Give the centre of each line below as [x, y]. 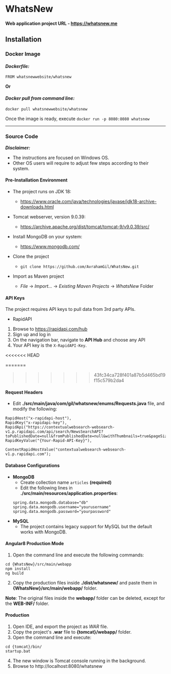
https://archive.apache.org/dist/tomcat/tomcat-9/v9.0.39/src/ [85, 227]
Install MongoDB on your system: [47, 237]
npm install [18, 569]
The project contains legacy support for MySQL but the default [86, 526]
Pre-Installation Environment [36, 180]
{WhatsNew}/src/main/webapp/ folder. [55, 588]
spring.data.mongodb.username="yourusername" [62, 507]
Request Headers [24, 392]
